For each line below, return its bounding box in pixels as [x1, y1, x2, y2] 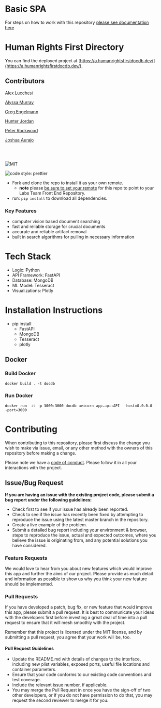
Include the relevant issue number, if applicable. [12, 682, 108, 688]
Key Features [5, 207, 37, 214]
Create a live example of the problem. [12, 521, 87, 528]
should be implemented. [5, 581, 53, 587]
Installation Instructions [5, 305, 103, 316]
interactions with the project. [5, 465, 62, 470]
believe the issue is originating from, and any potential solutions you [12, 537, 148, 543]
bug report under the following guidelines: [5, 497, 92, 502]
